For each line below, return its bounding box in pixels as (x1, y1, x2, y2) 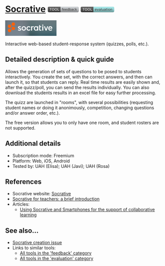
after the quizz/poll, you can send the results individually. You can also (5, 84, 150, 90)
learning (19, 212, 37, 218)
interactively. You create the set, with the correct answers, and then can (5, 74, 153, 80)
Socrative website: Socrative (12, 191, 71, 197)
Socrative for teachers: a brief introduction (12, 196, 100, 202)
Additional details (5, 139, 61, 148)
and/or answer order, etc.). (5, 110, 60, 116)
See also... (5, 226, 39, 235)
